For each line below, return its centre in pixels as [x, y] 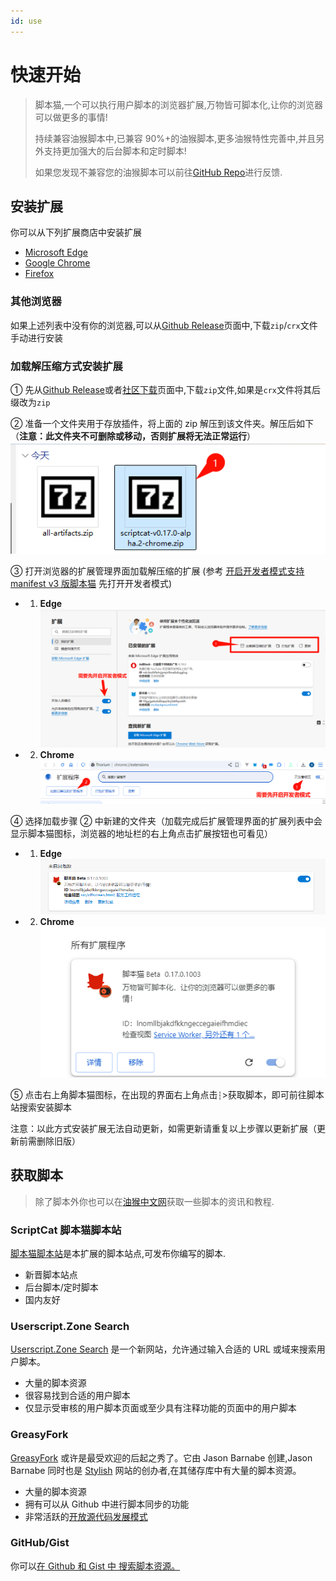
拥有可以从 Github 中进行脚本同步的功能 [107, 1504]
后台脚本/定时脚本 [61, 1287]
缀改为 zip [30, 402]
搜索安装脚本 [45, 1107]
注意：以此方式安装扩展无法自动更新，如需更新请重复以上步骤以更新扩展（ [163, 1128]
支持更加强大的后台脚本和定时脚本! [115, 151]
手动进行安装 [36, 337]
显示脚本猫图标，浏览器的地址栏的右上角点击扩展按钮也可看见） [141, 833]
